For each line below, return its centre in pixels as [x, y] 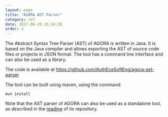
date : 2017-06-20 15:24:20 [34, 24]
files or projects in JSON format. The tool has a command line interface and [84, 54]
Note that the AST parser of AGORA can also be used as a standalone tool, [83, 104]
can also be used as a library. [36, 60]
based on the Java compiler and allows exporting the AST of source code [82, 49]
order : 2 [14, 29]
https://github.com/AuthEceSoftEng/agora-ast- [105, 70]
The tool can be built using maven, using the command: [63, 85]
